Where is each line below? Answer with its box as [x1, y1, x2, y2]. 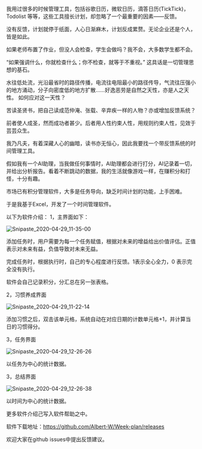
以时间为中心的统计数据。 [6, 397, 70, 405]
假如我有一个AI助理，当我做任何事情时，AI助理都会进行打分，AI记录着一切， [6, 160, 195, 167]
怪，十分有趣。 [6, 175, 43, 182]
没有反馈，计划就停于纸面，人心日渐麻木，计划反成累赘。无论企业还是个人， [6, 26, 196, 32]
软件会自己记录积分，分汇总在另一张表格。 [6, 278, 112, 286]
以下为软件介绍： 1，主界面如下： [6, 213, 89, 221]
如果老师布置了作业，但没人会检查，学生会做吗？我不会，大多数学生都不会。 [6, 46, 196, 53]
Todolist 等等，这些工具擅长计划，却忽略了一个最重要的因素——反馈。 [6, 13, 180, 20]
